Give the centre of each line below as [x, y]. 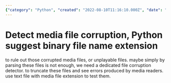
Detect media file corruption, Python [84, 35]
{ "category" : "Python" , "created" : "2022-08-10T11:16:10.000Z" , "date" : [84, 10]
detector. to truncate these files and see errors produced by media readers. [84, 70]
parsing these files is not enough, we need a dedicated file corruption [78, 65]
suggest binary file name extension [82, 46]
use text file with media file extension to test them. [58, 76]
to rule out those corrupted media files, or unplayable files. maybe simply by [85, 60]
